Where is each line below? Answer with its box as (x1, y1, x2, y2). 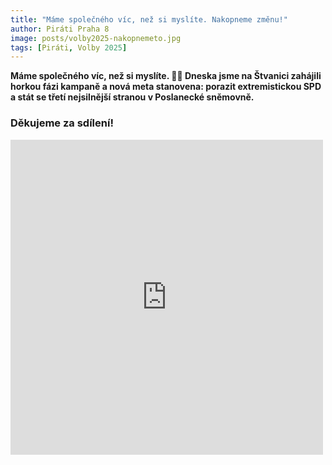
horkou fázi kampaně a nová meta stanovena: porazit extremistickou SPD (10, 81, 322, 93)
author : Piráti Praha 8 (10, 24, 110, 34)
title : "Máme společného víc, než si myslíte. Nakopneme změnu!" (10, 14, 288, 25)
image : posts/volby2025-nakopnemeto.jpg (10, 33, 182, 43)
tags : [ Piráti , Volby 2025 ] (10, 42, 128, 53)
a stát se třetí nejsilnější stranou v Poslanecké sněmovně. (10, 91, 255, 103)
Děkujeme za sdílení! (10, 116, 114, 130)
